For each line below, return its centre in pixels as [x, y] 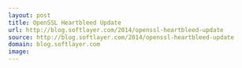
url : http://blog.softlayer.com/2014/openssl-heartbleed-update [116, 30]
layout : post [30, 15]
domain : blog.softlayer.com [54, 45]
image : [19, 52]
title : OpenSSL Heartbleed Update [65, 23]
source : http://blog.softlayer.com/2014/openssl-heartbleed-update [121, 37]
